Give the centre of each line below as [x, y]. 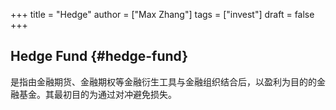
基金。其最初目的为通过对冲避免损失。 [97, 94]
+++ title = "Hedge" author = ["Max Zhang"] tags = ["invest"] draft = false [162, 14]
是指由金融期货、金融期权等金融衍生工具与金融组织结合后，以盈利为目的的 [163, 81]
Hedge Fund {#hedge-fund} [99, 56]
